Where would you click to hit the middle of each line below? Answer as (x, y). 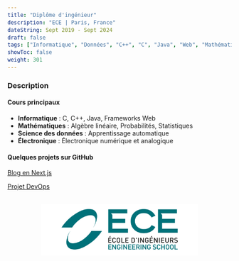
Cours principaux (34, 102)
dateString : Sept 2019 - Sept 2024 (60, 30)
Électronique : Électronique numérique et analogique (95, 141)
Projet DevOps (28, 187)
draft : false (27, 38)
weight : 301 (25, 60)
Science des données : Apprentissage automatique (93, 133)
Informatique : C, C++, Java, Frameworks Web (86, 118)
